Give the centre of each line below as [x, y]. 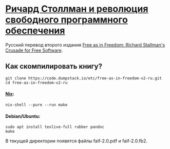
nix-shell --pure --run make [36, 105]
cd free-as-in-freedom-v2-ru [36, 82]
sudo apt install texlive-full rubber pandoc [55, 127]
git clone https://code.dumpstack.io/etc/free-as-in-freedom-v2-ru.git [83, 78]
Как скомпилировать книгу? [54, 66]
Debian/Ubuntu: [23, 116]
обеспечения [35, 31]
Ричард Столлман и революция [77, 9]
